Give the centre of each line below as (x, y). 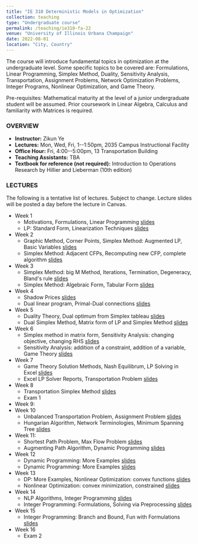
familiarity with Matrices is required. (50, 110)
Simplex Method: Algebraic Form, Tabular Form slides (89, 285)
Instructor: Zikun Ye (39, 139)
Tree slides (37, 429)
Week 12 (25, 454)
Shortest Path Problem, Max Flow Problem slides (83, 442)
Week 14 (25, 492)
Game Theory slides (48, 354)
